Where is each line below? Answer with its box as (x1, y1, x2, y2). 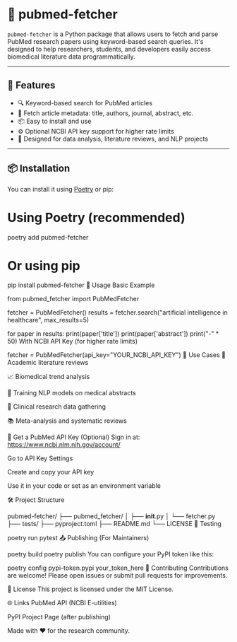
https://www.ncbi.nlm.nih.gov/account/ (7, 440, 121, 449)
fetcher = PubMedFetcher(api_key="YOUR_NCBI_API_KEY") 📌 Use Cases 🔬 (7, 351, 226, 359)
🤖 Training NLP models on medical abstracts (7, 389, 136, 397)
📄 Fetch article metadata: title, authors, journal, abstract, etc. (17, 109, 194, 117)
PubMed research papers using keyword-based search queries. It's (7, 37, 204, 45)
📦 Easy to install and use (17, 117, 92, 125)
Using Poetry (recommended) (7, 209, 186, 226)
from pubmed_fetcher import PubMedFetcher (7, 295, 140, 303)
